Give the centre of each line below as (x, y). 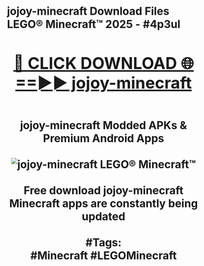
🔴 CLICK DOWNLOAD (95, 63)
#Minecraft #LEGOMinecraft (104, 255)
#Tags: (104, 242)
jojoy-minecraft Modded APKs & (104, 125)
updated (104, 216)
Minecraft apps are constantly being (104, 203)
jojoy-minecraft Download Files (88, 11)
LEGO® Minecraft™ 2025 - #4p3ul (94, 24)
